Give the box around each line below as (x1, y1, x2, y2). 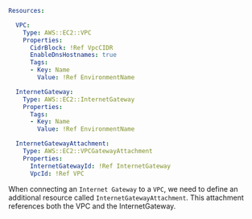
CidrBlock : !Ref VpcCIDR (29, 43, 114, 51)
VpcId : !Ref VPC (29, 169, 85, 177)
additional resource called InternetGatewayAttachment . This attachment (8, 193, 244, 202)
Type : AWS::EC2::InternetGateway (23, 95, 135, 103)
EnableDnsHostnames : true (29, 51, 117, 59)
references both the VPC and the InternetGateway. (8, 201, 176, 211)
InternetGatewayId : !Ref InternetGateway (29, 162, 171, 170)
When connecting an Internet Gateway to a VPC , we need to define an (8, 184, 238, 193)
